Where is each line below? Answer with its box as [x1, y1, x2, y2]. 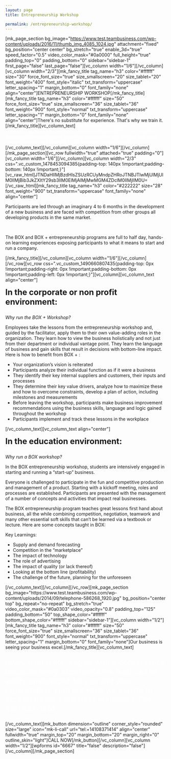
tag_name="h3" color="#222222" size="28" [68, 183, 163, 189]
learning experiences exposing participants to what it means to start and [12, 239, 164, 246]
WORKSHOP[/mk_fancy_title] [84, 90, 145, 96]
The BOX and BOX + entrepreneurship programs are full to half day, [5, 234, 147, 241]
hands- [148, 234, 163, 241]
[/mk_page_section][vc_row [5, 150, 64, 156]
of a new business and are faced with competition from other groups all [5, 209, 156, 215]
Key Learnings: [5, 532, 37, 538]
